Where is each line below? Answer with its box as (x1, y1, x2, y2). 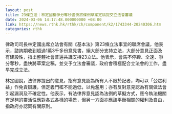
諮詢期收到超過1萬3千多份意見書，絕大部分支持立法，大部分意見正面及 (14, 48, 163, 54)
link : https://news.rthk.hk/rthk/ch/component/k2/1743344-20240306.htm (5, 21, 161, 27)
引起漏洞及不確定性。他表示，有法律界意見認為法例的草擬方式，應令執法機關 (5, 90, 167, 97)
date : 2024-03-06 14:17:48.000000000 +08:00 (5, 17, 102, 22)
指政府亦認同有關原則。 (5, 103, 55, 109)
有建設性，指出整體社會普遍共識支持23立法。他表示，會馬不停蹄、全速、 (5, 54, 159, 60)
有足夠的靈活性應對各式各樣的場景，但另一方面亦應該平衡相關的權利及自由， (5, 97, 167, 103)
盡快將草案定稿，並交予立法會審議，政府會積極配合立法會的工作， (23, 60, 162, 66)
